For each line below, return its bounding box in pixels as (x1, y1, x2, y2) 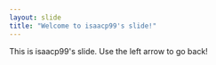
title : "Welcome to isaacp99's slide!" (9, 21, 157, 30)
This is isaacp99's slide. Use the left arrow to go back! (9, 45, 209, 56)
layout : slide (9, 12, 62, 22)
